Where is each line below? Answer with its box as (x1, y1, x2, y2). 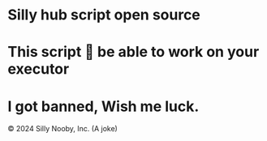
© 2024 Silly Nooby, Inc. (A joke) (7, 124, 118, 134)
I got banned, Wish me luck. (7, 97, 200, 115)
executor (7, 60, 70, 79)
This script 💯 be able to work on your (7, 43, 260, 62)
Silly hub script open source (7, 6, 200, 24)
